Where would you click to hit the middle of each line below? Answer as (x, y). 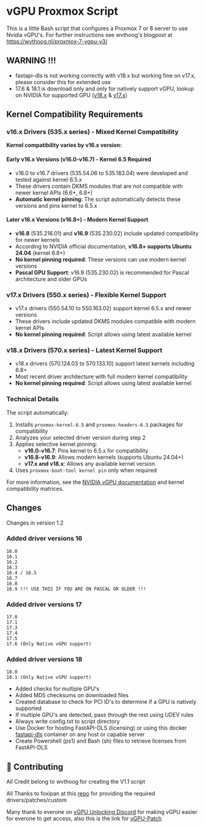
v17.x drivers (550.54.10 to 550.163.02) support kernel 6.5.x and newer (103, 308)
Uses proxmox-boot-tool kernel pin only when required (86, 470)
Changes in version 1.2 (35, 523)
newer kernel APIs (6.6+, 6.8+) (54, 192)
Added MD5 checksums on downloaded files (72, 695)
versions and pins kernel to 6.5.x (56, 205)
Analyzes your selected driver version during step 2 (80, 437)
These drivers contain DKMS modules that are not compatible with (99, 186)
